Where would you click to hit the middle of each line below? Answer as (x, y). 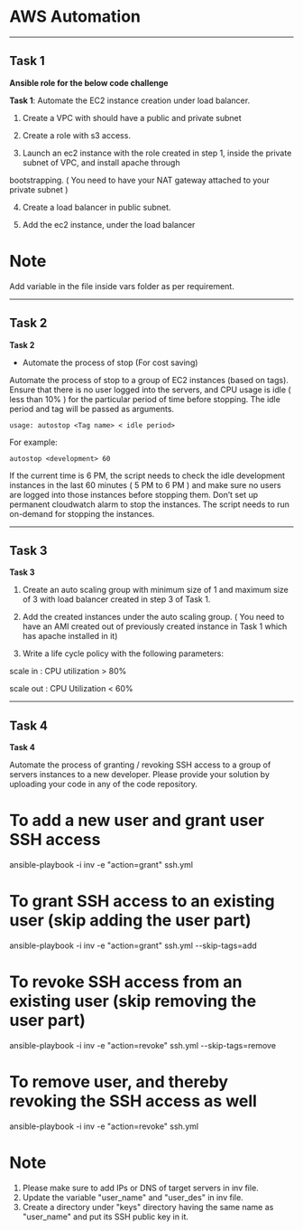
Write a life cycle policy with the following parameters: (123, 653)
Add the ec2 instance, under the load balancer (109, 224)
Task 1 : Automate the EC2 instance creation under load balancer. (130, 100)
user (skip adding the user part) (130, 921)
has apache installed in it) (70, 636)
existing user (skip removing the (133, 1001)
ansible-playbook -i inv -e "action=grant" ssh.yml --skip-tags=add (133, 945)
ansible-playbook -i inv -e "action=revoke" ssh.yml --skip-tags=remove (143, 1045)
